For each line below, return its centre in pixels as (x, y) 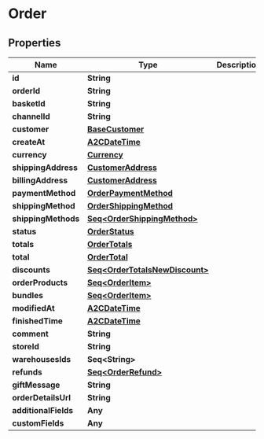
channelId (31, 116)
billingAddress (40, 180)
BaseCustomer (116, 129)
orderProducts (40, 282)
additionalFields (43, 410)
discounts (31, 270)
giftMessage (36, 385)
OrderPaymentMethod (130, 193)
